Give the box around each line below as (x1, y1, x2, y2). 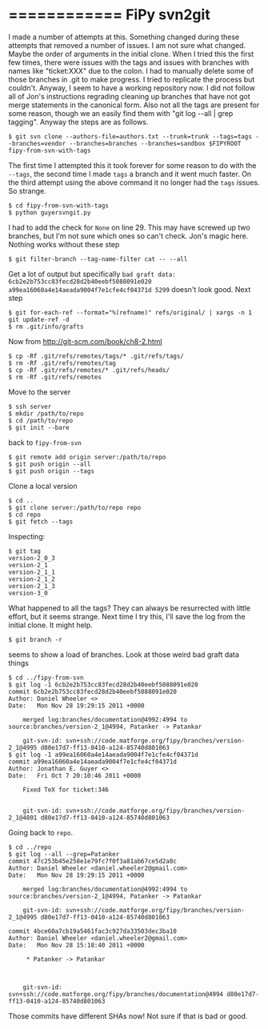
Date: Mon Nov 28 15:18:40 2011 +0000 (8, 941, 146, 949)
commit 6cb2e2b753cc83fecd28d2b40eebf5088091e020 (8, 687, 178, 695)
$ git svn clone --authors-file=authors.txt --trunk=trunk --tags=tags (8, 132, 252, 141)
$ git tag (8, 547, 42, 555)
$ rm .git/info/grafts (8, 322, 84, 330)
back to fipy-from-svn (8, 438, 82, 447)
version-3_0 (8, 589, 48, 597)
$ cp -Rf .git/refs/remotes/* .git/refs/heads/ (8, 366, 170, 374)
